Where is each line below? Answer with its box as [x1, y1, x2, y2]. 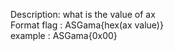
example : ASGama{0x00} [10, 30, 118, 41]
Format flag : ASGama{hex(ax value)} [10, 19, 164, 31]
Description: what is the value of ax [10, 9, 156, 20]
